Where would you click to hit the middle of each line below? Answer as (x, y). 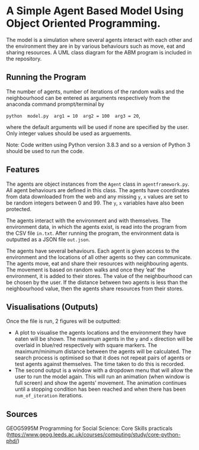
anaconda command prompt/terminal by (55, 104)
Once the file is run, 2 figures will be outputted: (64, 321)
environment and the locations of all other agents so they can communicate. (99, 257)
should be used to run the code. (45, 151)
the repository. (24, 59)
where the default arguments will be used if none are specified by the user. (98, 127)
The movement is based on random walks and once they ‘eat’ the (86, 270)
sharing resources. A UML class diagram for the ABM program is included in (99, 52)
